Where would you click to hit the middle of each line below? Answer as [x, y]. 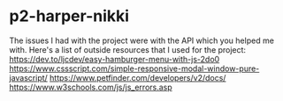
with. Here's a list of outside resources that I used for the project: [127, 49]
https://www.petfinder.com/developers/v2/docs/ [138, 77]
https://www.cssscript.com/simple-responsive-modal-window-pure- [134, 69]
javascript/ [29, 77]
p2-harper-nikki [69, 16]
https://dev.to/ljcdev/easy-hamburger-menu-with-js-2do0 [115, 59]
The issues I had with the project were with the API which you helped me [141, 40]
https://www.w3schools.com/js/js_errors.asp [91, 87]
